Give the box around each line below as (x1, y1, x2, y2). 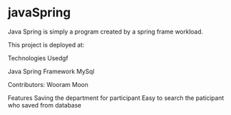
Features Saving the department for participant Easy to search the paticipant (8, 94, 225, 102)
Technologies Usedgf (8, 53, 69, 62)
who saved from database (8, 101, 82, 109)
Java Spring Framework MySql (8, 67, 95, 75)
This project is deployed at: (8, 40, 85, 49)
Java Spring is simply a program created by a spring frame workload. (8, 27, 204, 36)
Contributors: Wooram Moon (8, 80, 88, 88)
